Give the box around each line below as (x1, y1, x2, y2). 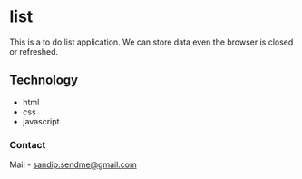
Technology (9, 73, 79, 88)
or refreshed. (9, 45, 59, 56)
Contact (9, 138, 46, 151)
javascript (22, 115, 60, 126)
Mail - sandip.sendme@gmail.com (9, 159, 138, 170)
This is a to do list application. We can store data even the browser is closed (9, 36, 294, 47)
